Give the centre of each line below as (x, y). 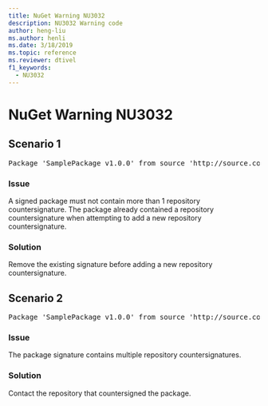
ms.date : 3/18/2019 (41, 46)
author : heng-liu (37, 30)
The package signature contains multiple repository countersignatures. (125, 355)
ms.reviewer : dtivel (43, 61)
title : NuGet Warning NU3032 (57, 16)
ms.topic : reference (43, 53)
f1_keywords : (30, 68)
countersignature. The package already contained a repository (111, 209)
